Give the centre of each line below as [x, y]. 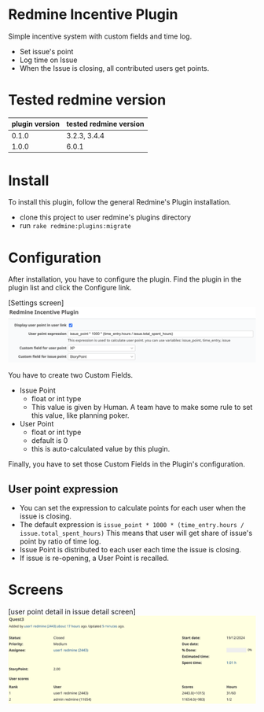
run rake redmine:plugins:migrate [75, 226]
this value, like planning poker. [80, 415]
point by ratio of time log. [60, 541]
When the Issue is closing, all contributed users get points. [114, 68]
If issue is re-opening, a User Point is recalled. [94, 558]
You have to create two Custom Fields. [71, 375]
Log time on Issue [48, 60]
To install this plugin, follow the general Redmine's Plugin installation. [120, 202]
